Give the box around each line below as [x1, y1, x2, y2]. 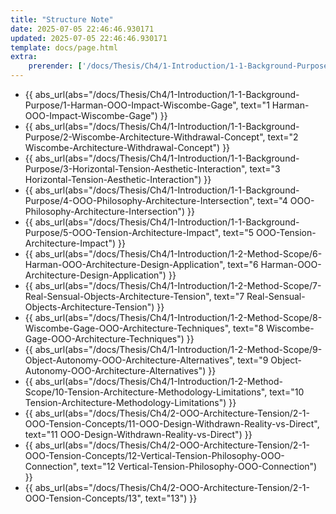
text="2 [267, 131, 299, 143]
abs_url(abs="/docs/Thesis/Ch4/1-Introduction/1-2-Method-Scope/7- [34, 280, 322, 291]
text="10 [269, 386, 305, 398]
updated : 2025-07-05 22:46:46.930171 [10, 33, 168, 43]
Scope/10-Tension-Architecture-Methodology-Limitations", [24, 386, 268, 398]
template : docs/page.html [10, 42, 118, 53]
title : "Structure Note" [10, 14, 114, 25]
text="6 [227, 259, 259, 270]
